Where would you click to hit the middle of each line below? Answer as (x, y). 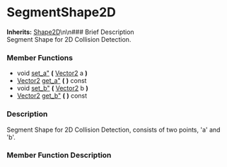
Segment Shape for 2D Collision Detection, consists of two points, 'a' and (113, 129)
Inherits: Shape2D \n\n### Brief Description (71, 32)
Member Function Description (59, 155)
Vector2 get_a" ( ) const (52, 81)
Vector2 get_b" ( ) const (52, 96)
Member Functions (40, 57)
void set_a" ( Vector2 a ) (52, 73)
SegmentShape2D (61, 12)
